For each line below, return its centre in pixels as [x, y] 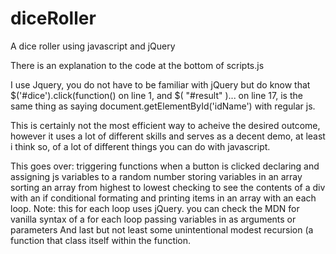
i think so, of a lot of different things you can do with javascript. [140, 146]
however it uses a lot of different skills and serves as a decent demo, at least [168, 136]
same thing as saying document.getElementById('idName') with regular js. [163, 106]
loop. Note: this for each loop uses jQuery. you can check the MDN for [155, 208]
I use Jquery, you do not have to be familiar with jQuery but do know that [160, 84]
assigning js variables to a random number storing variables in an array [156, 176]
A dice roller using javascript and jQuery [93, 46]
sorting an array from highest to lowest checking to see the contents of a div [168, 187]
